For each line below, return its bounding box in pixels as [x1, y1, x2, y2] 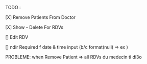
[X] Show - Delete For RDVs [5, 24, 64, 30]
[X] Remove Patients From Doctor [5, 14, 76, 20]
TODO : [5, 5, 21, 10]
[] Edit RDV [5, 34, 29, 40]
